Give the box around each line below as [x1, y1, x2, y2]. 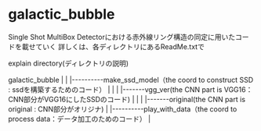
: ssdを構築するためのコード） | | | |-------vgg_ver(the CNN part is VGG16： [8, 84, 253, 94]
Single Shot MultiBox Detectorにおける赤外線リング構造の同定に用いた [8, 32, 236, 41]
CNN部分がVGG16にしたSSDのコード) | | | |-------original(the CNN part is [8, 94, 245, 104]
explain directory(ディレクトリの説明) [8, 58, 129, 68]
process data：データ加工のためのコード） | [8, 114, 151, 123]
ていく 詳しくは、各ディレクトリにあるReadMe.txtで [34, 41, 205, 51]
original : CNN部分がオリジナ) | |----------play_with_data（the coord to [8, 104, 237, 114]
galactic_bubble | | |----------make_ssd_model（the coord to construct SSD [8, 75, 254, 84]
